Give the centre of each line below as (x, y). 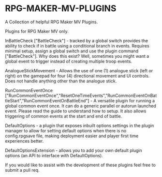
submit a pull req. (22, 170)
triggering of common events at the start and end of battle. (64, 116)
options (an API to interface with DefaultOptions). (54, 155)
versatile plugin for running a (126, 100)
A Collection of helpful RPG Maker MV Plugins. (52, 22)
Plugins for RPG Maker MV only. (37, 31)
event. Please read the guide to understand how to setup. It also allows (76, 111)
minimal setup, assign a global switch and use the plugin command (72, 51)
